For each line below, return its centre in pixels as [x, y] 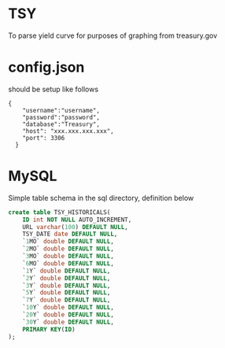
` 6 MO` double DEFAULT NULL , [68, 263]
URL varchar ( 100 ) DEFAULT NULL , [75, 227]
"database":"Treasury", [61, 124]
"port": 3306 [44, 138]
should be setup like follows [53, 89]
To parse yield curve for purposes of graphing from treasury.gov [113, 35]
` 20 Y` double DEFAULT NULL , [68, 315]
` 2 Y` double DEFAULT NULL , [66, 278]
